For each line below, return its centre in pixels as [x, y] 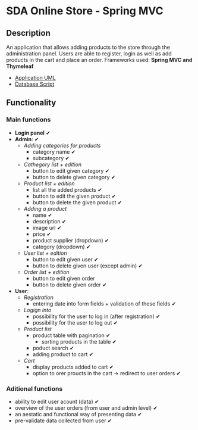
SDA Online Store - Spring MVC [85, 11]
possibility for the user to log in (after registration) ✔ [96, 316]
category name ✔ [54, 152]
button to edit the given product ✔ [74, 196]
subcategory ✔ [51, 158]
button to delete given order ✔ [70, 285]
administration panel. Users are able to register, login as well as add [89, 54]
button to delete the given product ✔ [77, 202]
